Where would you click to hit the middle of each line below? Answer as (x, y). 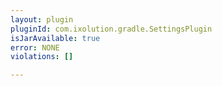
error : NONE (35, 47)
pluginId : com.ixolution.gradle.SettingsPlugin (111, 29)
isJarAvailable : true (55, 38)
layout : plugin (42, 19)
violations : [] (42, 57)
